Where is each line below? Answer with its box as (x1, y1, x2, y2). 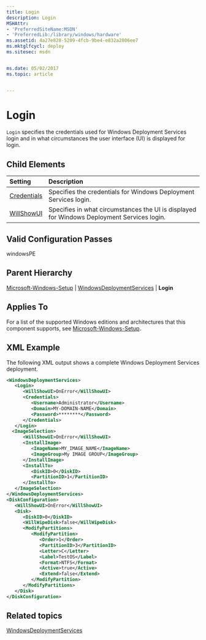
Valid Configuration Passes (6, 234, 113, 244)
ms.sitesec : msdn (6, 49, 51, 55)
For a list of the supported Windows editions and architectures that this (6, 318, 186, 326)
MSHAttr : (6, 20, 29, 26)
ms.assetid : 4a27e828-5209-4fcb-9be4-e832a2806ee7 (6, 37, 139, 44)
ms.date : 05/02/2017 (6, 65, 59, 71)
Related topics (6, 611, 63, 621)
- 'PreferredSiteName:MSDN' (6, 26, 78, 32)
